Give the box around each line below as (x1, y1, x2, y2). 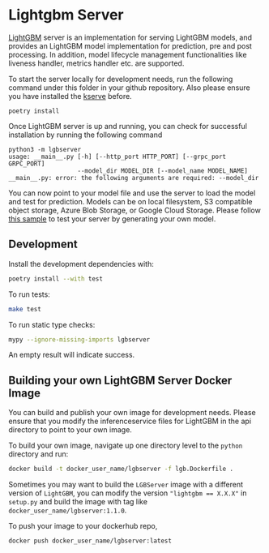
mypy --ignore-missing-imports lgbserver (8, 335, 151, 344)
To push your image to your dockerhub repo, (8, 521, 158, 531)
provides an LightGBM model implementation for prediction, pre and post (8, 41, 253, 50)
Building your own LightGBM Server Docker (8, 373, 233, 387)
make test (8, 305, 42, 313)
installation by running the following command (8, 130, 163, 139)
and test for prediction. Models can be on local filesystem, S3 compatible (8, 196, 253, 206)
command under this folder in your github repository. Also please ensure (8, 83, 251, 92)
